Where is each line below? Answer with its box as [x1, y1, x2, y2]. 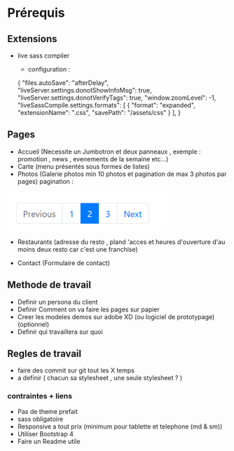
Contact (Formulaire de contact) [17, 258, 111, 267]
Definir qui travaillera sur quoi [17, 328, 103, 336]
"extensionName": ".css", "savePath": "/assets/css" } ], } [17, 109, 181, 116]
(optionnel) [17, 320, 50, 328]
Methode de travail [7, 279, 91, 291]
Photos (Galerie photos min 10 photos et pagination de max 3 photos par [17, 170, 227, 178]
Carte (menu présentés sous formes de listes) [17, 162, 151, 170]
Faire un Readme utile [17, 437, 81, 445]
